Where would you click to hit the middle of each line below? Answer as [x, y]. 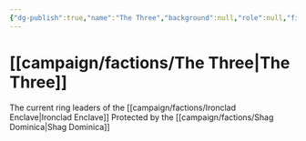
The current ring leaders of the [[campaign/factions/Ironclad [123, 107]
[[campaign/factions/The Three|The [150, 62]
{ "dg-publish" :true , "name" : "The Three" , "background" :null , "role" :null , [148, 18]
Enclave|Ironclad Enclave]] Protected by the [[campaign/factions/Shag [142, 117]
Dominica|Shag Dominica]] [60, 126]
